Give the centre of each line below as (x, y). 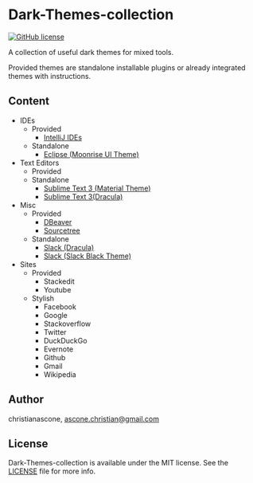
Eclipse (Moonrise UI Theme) (91, 154)
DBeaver (58, 222)
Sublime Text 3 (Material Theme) (97, 188)
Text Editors (39, 163)
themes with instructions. (50, 76)
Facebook (60, 306)
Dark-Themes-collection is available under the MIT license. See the (119, 463)
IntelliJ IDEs (62, 137)
